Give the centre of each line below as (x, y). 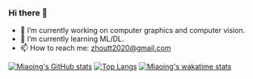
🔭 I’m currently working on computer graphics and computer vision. (133, 31)
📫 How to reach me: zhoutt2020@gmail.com (95, 48)
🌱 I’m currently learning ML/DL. (72, 39)
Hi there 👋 (28, 13)
